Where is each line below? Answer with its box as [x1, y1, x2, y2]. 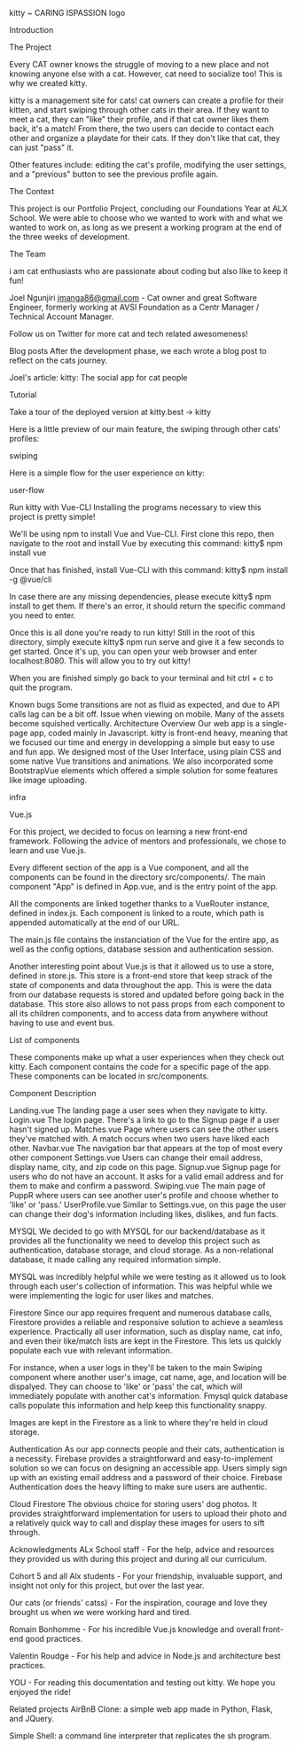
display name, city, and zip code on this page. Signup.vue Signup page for [9, 1162, 281, 1172]
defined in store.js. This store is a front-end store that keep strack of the [9, 970, 273, 981]
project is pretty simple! [9, 512, 96, 522]
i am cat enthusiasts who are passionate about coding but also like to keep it [9, 266, 288, 276]
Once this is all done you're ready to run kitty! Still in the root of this [9, 627, 255, 638]
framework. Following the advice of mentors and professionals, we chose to [9, 836, 286, 846]
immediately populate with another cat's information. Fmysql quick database [9, 1391, 288, 1401]
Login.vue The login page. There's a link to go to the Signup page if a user [9, 1115, 281, 1125]
